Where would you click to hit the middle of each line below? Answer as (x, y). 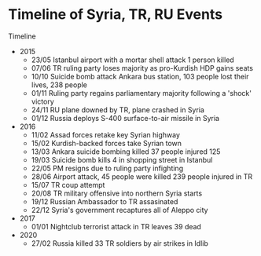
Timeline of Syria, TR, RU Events (115, 15)
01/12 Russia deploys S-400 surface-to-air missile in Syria (125, 118)
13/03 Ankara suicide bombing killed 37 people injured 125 (126, 152)
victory (43, 101)
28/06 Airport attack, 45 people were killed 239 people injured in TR (142, 176)
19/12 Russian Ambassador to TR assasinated (105, 201)
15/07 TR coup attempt (68, 185)
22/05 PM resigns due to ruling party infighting (107, 168)
